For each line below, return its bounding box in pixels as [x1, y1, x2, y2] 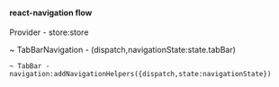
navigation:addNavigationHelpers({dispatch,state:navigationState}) [9, 70, 272, 79]
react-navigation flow [9, 7, 93, 18]
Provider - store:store [9, 27, 89, 38]
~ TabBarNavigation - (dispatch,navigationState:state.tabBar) [9, 45, 237, 56]
